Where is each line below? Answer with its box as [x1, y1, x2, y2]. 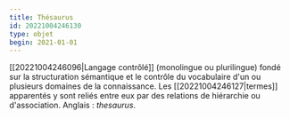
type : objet [9, 29, 54, 38]
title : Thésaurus [9, 12, 74, 22]
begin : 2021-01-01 [9, 37, 78, 47]
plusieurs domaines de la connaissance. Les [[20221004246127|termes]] [9, 81, 278, 91]
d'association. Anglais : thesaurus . [9, 99, 137, 111]
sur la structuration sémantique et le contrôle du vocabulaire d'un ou [9, 72, 261, 83]
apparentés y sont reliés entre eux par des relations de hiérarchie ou [9, 91, 261, 101]
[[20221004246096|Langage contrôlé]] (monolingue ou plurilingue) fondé [9, 62, 281, 73]
